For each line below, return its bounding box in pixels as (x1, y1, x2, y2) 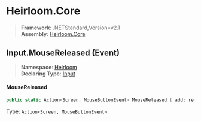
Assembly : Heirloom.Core (20, 30, 86, 37)
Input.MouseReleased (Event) (6, 48, 120, 58)
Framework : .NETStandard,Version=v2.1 (20, 24, 120, 31)
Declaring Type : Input (20, 70, 76, 77)
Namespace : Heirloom (20, 63, 78, 71)
